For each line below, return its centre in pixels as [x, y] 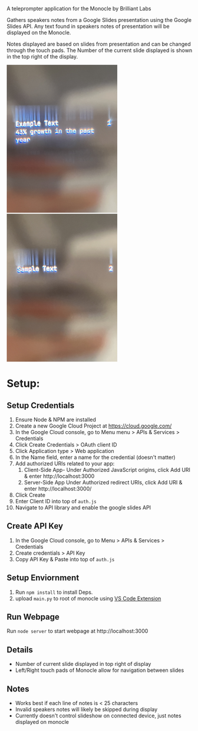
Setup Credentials [41, 405]
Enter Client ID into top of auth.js [56, 501]
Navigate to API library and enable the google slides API [83, 507]
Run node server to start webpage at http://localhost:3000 [77, 631]
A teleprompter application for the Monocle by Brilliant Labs [79, 9]
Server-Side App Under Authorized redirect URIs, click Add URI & [103, 482]
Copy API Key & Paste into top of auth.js [65, 559]
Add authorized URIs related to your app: [65, 463]
